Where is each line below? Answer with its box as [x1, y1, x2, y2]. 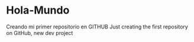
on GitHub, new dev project [6, 29, 73, 36]
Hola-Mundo [6, 4, 70, 17]
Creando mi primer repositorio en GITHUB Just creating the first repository [6, 23, 188, 30]
